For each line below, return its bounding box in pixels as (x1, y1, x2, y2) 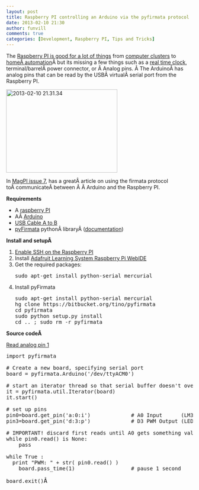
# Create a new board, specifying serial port (6, 365, 144, 371)
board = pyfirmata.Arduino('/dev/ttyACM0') (6, 370, 134, 377)
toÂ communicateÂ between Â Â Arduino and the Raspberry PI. (6, 184, 161, 191)
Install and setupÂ (6, 237, 52, 244)
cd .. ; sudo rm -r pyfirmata (14, 319, 102, 325)
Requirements (6, 195, 42, 202)
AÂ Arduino (14, 213, 43, 220)
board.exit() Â (6, 477, 47, 485)
